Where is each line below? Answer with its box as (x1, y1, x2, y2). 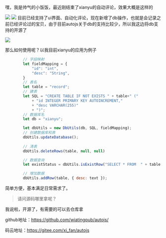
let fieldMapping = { (23, 61, 68, 66)
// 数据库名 (23, 112, 45, 117)
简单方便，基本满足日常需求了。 (5, 185, 70, 191)
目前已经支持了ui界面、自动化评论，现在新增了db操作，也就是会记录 (17, 15, 157, 21)
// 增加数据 (23, 171, 45, 176)
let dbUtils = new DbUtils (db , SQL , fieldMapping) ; (23, 126, 132, 131)
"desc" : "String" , (31, 71, 70, 76)
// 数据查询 (23, 157, 45, 162)
